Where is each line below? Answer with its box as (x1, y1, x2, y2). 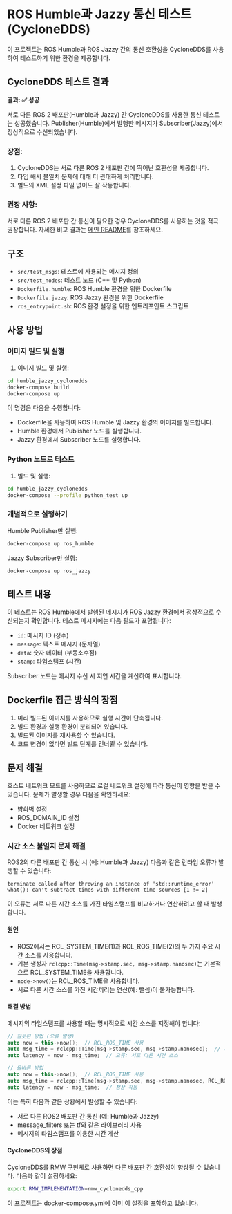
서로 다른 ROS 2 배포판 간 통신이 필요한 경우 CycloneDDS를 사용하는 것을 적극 (7, 217, 219, 225)
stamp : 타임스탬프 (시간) (17, 657, 81, 666)
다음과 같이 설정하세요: (16, 1171, 77, 1179)
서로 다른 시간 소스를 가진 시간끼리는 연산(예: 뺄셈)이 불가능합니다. (17, 985, 195, 993)
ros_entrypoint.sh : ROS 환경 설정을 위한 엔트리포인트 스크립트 (17, 302, 189, 310)
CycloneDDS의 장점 (7, 1146, 63, 1155)
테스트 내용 (7, 588, 52, 600)
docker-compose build (7, 384, 70, 391)
